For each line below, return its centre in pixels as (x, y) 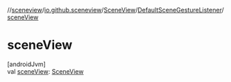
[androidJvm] (27, 64)
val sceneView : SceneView (45, 71)
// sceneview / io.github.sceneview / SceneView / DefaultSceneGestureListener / (115, 10)
